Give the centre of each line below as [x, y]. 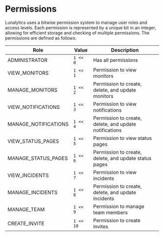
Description [125, 50]
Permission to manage [119, 206]
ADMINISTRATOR [28, 60]
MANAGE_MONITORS [32, 90]
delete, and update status [122, 158]
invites [101, 226]
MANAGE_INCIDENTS [32, 192]
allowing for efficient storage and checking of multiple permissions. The [77, 33]
